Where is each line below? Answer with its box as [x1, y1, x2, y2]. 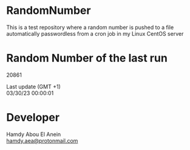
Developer [6, 111, 59, 125]
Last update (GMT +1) [6, 83, 61, 90]
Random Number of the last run [6, 51, 168, 65]
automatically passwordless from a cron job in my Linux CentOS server [6, 30, 184, 37]
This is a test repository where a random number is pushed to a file [6, 24, 174, 31]
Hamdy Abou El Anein [6, 131, 61, 138]
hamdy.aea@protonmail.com [6, 137, 78, 144]
